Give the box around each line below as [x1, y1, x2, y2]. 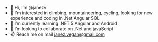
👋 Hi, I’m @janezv [10, 5, 47, 10]
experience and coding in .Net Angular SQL [10, 15, 100, 21]
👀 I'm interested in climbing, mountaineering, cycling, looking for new [10, 10, 153, 16]
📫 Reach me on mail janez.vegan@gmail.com [10, 31, 105, 37]
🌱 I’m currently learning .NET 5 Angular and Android [10, 20, 117, 26]
